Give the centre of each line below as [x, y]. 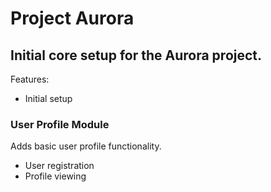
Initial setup [48, 98]
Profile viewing [55, 176]
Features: [30, 79]
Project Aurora [72, 18]
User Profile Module [60, 124]
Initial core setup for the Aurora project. [136, 55]
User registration [59, 166]
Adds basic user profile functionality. [86, 146]
